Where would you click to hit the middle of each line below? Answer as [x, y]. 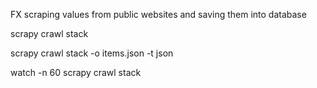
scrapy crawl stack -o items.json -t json [92, 53]
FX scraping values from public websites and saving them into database [158, 14]
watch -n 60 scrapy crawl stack [76, 72]
